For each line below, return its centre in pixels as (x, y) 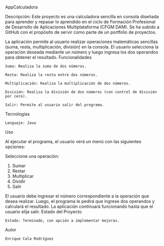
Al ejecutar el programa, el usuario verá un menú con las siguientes (73, 141)
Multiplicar (23, 176)
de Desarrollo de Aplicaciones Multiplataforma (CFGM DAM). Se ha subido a (82, 27)
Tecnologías (17, 114)
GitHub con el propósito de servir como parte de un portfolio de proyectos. (81, 32)
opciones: (15, 147)
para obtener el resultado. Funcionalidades (48, 57)
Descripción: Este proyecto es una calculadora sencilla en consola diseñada (82, 16)
